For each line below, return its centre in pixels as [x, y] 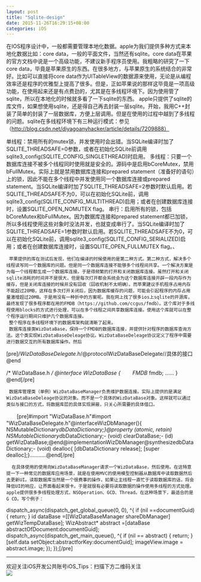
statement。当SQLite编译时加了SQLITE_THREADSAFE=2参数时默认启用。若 [99, 187]
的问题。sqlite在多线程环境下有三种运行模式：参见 [68, 121]
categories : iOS [26, 28]
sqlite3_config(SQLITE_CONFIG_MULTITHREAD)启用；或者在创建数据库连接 [100, 202]
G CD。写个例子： [25, 499]
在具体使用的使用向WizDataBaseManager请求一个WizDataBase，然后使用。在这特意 [102, 467]
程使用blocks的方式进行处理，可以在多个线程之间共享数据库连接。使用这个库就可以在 [97, 310]
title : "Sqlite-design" [36, 17]
